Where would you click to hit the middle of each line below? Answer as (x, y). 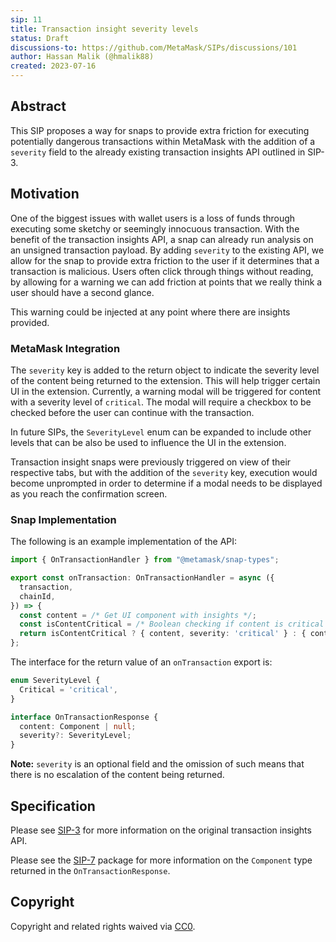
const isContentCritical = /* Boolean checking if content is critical (172, 624)
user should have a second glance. (82, 292)
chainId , (37, 596)
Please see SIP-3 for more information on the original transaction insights (161, 830)
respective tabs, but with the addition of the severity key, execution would (164, 472)
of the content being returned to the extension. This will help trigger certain (165, 380)
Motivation (45, 194)
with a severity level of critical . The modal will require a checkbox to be (161, 402)
